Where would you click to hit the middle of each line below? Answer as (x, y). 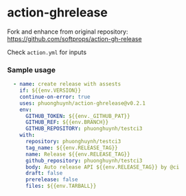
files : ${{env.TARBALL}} (61, 186)
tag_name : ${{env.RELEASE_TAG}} (71, 148)
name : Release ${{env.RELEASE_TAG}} (78, 154)
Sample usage (32, 70)
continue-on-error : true (55, 97)
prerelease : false (51, 180)
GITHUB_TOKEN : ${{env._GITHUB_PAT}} (78, 116)
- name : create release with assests (67, 84)
